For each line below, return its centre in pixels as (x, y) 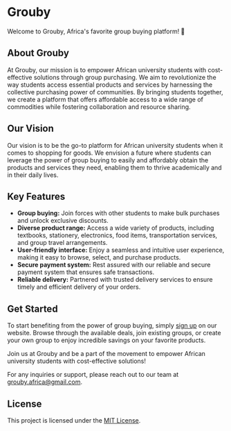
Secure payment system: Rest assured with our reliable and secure (114, 265)
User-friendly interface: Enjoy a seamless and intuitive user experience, (121, 250)
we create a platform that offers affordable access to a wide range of (105, 99)
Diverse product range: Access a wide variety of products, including (115, 228)
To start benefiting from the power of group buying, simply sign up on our (112, 326)
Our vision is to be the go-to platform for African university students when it (115, 145)
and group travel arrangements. (62, 243)
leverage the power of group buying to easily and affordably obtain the (108, 160)
